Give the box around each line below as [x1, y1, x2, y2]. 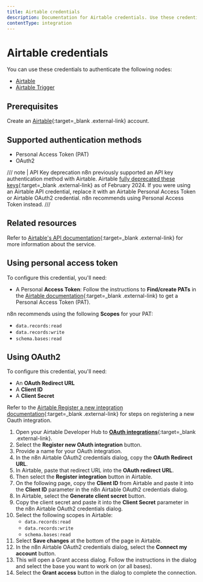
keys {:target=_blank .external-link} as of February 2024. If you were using [7, 181, 191, 188]
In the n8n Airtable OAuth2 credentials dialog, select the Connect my [15, 543, 187, 551]
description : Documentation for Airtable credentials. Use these [7, 14, 174, 20]
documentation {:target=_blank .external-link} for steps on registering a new [7, 410, 195, 418]
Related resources [7, 218, 77, 229]
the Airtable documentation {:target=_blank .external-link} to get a [15, 292, 178, 299]
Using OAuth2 [7, 351, 61, 362]
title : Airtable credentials [7, 8, 80, 15]
